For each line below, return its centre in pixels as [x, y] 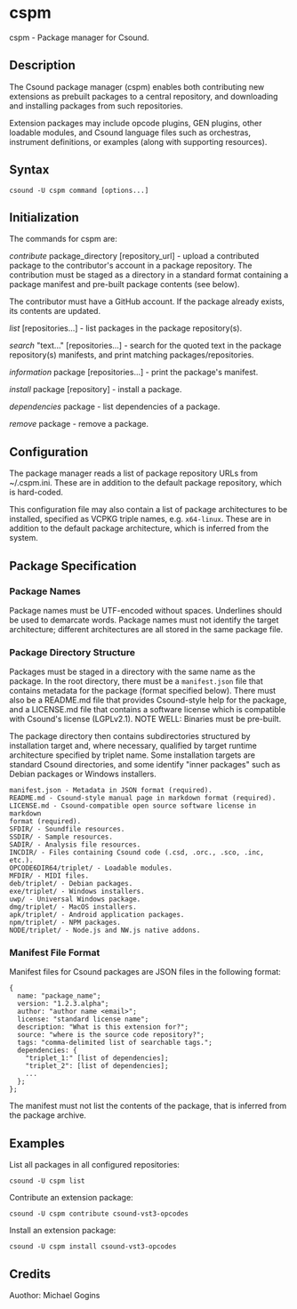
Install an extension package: [63, 1231]
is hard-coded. [36, 493]
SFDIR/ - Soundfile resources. [67, 830]
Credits [30, 1274]
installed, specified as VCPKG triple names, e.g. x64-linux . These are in [140, 519]
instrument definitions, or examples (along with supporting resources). [138, 141]
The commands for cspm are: [63, 239]
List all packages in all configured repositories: [95, 1165]
